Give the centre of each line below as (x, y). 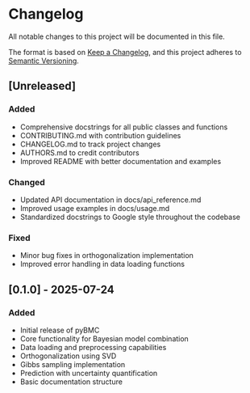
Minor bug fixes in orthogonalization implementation (106, 256)
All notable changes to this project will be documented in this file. (117, 36)
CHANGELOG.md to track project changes (90, 144)
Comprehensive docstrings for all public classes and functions (124, 127)
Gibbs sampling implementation (73, 364)
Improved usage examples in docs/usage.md (95, 208)
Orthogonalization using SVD (68, 356)
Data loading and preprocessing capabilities (93, 347)
